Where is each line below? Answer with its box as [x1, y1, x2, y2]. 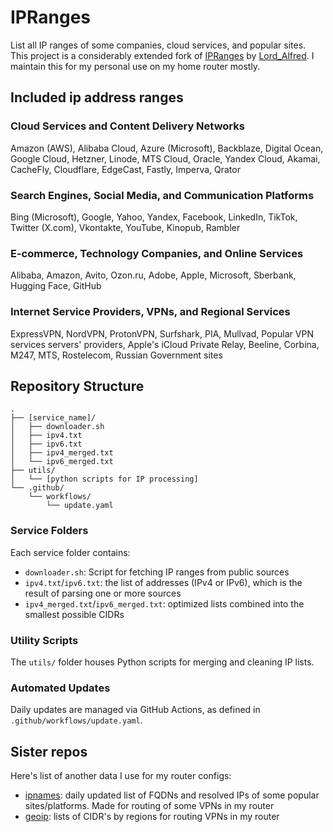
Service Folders [10, 524, 89, 538]
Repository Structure [10, 377, 145, 395]
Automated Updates [10, 681, 111, 695]
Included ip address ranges [10, 89, 184, 106]
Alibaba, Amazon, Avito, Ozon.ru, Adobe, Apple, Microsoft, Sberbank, [10, 269, 297, 281]
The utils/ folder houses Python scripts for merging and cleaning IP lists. [10, 656, 315, 668]
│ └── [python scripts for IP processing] [10, 474, 199, 485]
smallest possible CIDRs [24, 608, 125, 620]
